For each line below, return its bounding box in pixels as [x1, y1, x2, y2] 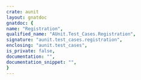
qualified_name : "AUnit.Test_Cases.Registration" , [6, 31, 136, 37]
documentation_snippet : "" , [6, 59, 77, 65]
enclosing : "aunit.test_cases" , [6, 43, 87, 49]
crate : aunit [6, 8, 39, 15]
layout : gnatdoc [6, 14, 47, 20]
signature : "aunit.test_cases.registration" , [6, 37, 122, 43]
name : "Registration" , [6, 25, 63, 32]
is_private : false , [6, 48, 55, 54]
